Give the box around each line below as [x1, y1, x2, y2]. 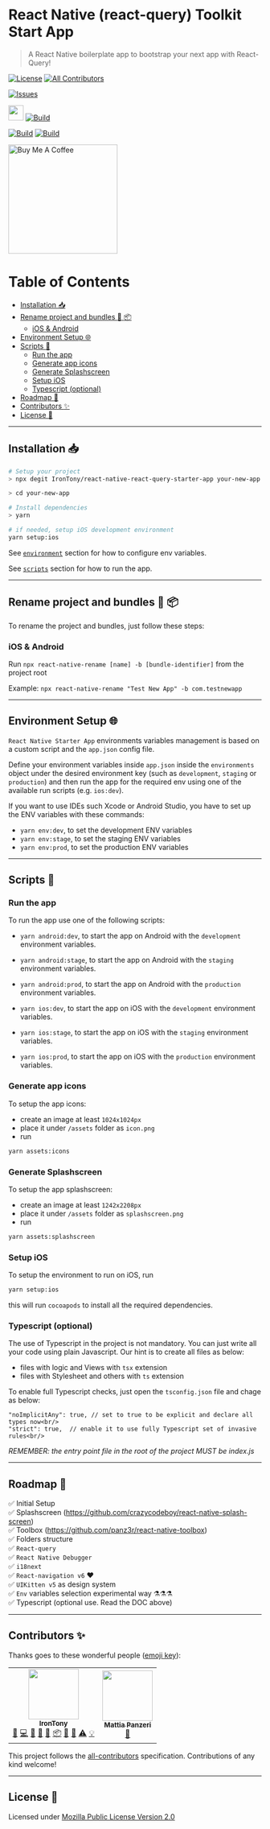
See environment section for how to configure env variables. [8, 547, 207, 557]
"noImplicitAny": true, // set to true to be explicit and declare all [8, 1411, 253, 1419]
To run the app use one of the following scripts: [8, 915, 166, 925]
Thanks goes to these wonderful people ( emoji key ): [8, 1650, 182, 1660]
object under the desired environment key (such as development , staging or [8, 768, 257, 778]
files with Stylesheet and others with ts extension [19, 1371, 185, 1381]
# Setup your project [8, 467, 81, 476]
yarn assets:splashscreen [8, 1232, 95, 1241]
